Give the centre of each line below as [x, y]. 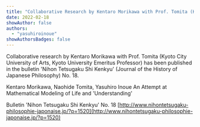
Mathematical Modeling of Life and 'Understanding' [69, 93]
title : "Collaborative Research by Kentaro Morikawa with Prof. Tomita [97, 12]
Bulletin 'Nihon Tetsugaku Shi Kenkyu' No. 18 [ [63, 105]
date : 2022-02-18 [28, 17]
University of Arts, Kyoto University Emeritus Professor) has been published [99, 63]
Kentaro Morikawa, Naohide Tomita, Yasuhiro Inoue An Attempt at [87, 87]
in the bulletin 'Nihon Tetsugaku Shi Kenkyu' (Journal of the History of [92, 69]
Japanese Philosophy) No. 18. [43, 75]
